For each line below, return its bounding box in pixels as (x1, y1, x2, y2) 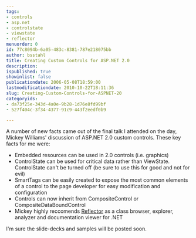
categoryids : (6, 96, 38, 101)
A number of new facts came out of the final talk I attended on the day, (6, 128, 177, 135)
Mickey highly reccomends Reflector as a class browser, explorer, (14, 208, 174, 215)
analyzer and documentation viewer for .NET (14, 214, 123, 221)
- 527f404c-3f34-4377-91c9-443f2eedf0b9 (6, 107, 107, 113)
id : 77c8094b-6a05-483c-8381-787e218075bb (6, 47, 111, 53)
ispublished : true (6, 69, 51, 74)
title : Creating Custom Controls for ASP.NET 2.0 (6, 57, 130, 63)
